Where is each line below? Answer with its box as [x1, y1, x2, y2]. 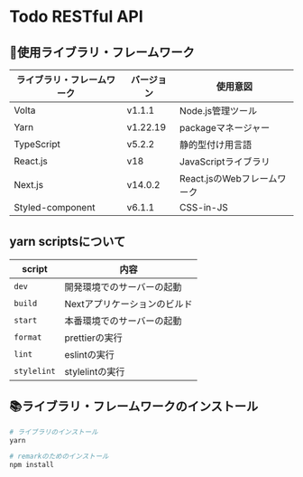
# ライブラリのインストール [9, 427, 98, 436]
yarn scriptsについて [9, 234, 126, 249]
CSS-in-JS [179, 201, 228, 213]
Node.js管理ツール [179, 105, 258, 117]
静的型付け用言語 [179, 138, 252, 151]
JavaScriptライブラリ [179, 155, 271, 168]
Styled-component [14, 201, 96, 213]
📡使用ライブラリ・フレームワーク [9, 44, 196, 60]
